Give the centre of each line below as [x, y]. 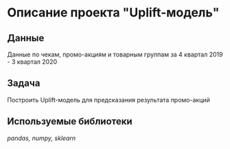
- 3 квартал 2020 [32, 62]
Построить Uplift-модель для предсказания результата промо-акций [109, 100]
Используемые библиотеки [70, 122]
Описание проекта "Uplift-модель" [113, 13]
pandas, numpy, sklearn [42, 138]
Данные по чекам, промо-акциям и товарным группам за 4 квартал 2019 [115, 54]
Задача [24, 83]
